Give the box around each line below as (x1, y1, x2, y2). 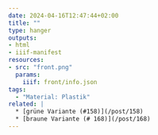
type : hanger (8, 26, 52, 34)
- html (8, 41, 30, 49)
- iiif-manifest (8, 48, 62, 56)
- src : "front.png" (8, 64, 73, 71)
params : (15, 71, 41, 79)
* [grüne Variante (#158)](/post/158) (15, 108, 145, 116)
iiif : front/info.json (22, 78, 98, 86)
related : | (8, 100, 44, 108)
